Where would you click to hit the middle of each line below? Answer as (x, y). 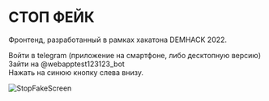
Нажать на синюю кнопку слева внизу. (76, 72)
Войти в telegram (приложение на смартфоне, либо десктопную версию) (135, 55)
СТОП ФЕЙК (51, 17)
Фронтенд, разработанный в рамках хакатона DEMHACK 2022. (118, 40)
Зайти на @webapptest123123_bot (67, 64)
